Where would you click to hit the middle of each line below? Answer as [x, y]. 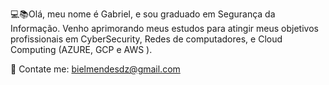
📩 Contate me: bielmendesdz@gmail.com [95, 69]
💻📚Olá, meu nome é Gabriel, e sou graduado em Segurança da [143, 14]
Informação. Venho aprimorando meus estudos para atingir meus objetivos [164, 28]
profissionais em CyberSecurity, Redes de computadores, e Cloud [146, 39]
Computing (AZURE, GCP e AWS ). [81, 49]
